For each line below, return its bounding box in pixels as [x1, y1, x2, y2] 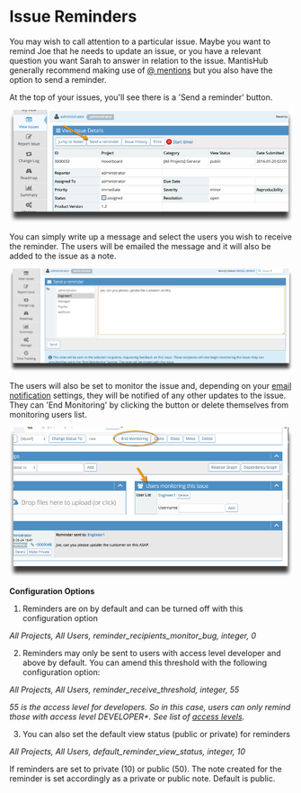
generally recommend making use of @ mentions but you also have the [9, 65, 273, 76]
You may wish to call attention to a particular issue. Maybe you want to [9, 36, 271, 47]
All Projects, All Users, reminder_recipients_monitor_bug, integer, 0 [9, 630, 256, 641]
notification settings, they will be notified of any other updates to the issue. [9, 390, 287, 401]
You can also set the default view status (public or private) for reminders [22, 728, 290, 739]
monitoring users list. [9, 409, 87, 419]
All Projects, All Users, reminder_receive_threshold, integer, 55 [9, 684, 240, 695]
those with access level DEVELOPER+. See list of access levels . [9, 711, 245, 722]
